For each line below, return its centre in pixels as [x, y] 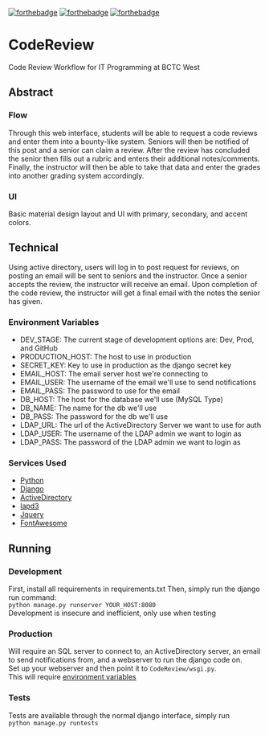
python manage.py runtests [53, 723]
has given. [25, 301]
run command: [33, 597]
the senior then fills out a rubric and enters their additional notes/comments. [134, 158]
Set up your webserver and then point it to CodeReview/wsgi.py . [112, 668]
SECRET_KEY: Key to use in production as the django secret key [126, 365]
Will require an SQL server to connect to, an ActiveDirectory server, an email [134, 651]
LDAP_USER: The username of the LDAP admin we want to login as [131, 433]
